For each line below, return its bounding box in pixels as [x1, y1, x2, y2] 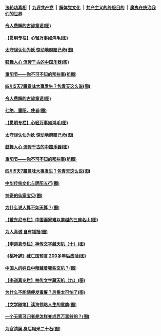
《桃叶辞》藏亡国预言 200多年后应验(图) [5, 253, 86, 259]
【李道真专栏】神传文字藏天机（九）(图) [5, 277, 85, 283]
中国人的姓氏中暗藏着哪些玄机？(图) [5, 265, 77, 271]
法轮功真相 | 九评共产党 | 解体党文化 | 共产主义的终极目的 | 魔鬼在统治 [5, 4, 152, 10]
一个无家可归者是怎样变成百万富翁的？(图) [5, 313, 90, 319]
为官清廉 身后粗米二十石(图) [5, 326, 61, 332]
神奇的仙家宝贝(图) [5, 192, 43, 198]
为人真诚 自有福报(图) [5, 229, 48, 235]
